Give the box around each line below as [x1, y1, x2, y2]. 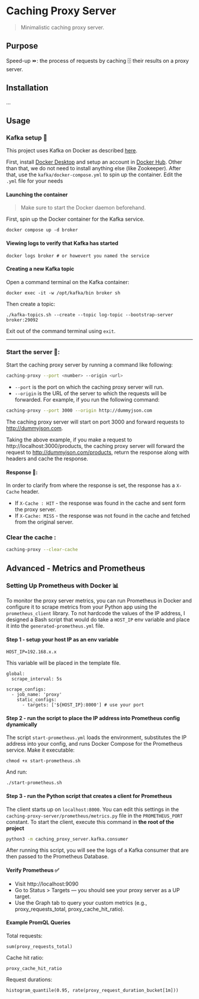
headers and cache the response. [6, 455, 89, 462]
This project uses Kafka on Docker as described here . [6, 147, 138, 154]
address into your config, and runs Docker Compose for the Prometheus [6, 740, 182, 747]
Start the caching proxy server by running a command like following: [6, 361, 173, 368]
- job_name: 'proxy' [11, 692, 62, 698]
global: [6, 671, 25, 677]
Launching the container [6, 191, 68, 198]
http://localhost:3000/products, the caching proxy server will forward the [6, 442, 185, 449]
